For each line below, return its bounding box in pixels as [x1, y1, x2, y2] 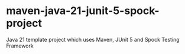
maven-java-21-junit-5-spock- [6, 4, 160, 18]
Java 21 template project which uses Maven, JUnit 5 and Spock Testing [6, 36, 180, 43]
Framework [6, 42, 34, 49]
